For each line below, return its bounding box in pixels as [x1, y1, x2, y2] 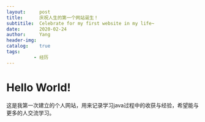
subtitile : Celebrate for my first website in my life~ [6, 20, 155, 26]
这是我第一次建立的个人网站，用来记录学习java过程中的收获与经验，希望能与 [6, 101, 199, 109]
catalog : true [6, 43, 51, 49]
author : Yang [6, 32, 51, 38]
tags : [6, 49, 20, 55]
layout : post [6, 9, 51, 15]
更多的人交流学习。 [6, 109, 55, 117]
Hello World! [6, 81, 71, 95]
